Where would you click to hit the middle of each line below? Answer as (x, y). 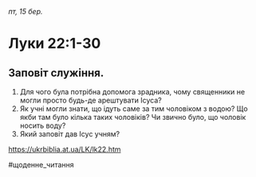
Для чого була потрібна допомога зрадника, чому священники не (132, 92)
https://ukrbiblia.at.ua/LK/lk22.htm (65, 149)
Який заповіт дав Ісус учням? (70, 134)
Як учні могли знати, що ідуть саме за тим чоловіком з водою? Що (134, 109)
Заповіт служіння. (56, 73)
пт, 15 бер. (26, 12)
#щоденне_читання (41, 165)
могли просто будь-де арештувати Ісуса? (91, 100)
